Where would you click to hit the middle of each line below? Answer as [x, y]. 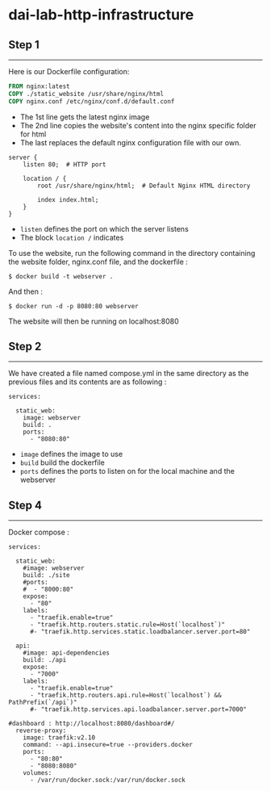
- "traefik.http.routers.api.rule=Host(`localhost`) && [125, 696]
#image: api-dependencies [67, 653]
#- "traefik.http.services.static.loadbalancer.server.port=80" [140, 632]
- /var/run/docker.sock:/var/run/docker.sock [107, 781]
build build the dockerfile [62, 462]
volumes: [38, 773]
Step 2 [25, 347]
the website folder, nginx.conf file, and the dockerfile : [98, 262]
